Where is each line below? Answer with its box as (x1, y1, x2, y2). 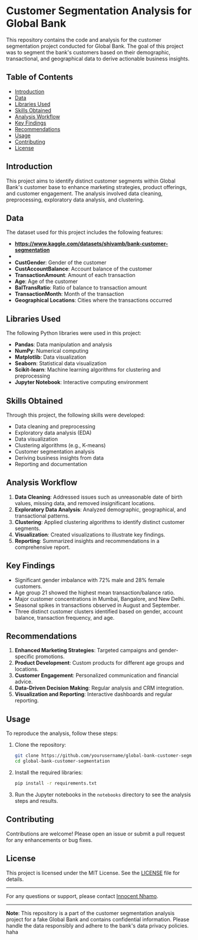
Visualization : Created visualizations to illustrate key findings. (14, 531, 166, 538)
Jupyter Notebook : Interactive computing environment (14, 379, 148, 386)
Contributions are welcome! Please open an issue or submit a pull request (6, 830, 186, 837)
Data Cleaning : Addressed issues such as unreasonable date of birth (14, 493, 183, 500)
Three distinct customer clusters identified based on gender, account (14, 607, 183, 615)
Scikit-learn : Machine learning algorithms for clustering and (14, 366, 161, 373)
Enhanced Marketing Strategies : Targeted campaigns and (14, 647, 158, 654)
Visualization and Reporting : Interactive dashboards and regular (14, 691, 173, 698)
